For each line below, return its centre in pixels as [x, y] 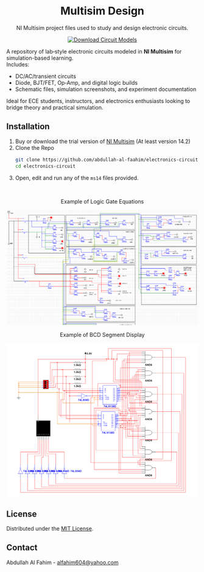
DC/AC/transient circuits [45, 76]
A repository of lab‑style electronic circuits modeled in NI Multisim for [94, 51]
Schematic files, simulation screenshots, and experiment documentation [106, 89]
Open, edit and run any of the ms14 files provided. [77, 178]
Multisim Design [102, 11]
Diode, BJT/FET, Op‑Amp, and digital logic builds [76, 82]
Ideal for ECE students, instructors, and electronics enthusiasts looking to [98, 101]
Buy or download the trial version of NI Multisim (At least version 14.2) [103, 141]
